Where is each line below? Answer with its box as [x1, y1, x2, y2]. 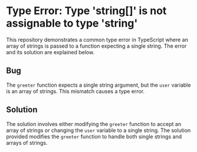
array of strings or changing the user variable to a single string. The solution [6, 127, 191, 134]
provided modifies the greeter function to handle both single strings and [6, 133, 182, 140]
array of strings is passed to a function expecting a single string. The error [6, 42, 187, 49]
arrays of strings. [6, 139, 48, 146]
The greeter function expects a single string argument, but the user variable [6, 81, 191, 88]
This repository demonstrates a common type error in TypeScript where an [6, 36, 189, 43]
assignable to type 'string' [6, 16, 138, 30]
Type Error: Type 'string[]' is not [6, 4, 167, 18]
